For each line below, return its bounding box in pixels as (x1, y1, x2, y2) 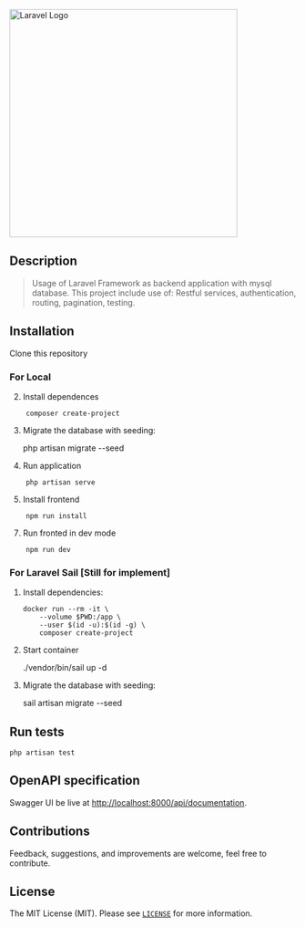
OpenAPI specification (9, 773, 141, 788)
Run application (22, 460, 82, 471)
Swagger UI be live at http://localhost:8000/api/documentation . (9, 797, 248, 807)
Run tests (9, 724, 65, 739)
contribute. (9, 858, 51, 869)
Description (9, 254, 77, 269)
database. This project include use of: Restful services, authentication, (31, 287, 297, 298)
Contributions (9, 824, 90, 839)
